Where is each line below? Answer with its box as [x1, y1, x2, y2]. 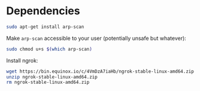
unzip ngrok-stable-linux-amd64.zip [6, 74, 98, 80]
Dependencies [6, 4, 80, 18]
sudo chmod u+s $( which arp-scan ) [6, 46, 93, 52]
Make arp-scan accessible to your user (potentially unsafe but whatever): [6, 34, 187, 42]
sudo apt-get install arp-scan [6, 24, 84, 30]
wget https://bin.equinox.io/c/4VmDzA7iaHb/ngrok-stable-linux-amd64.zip [6, 68, 195, 74]
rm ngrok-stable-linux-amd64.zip [6, 79, 90, 86]
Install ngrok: [6, 57, 38, 64]
